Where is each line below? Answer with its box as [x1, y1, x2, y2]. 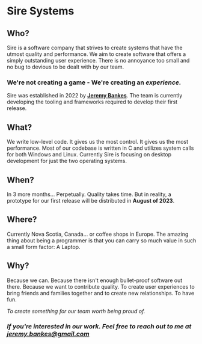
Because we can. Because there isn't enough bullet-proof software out [7, 277, 183, 284]
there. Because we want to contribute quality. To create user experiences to [7, 283, 195, 290]
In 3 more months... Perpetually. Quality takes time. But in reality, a [7, 191, 172, 198]
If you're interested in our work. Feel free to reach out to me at [7, 322, 192, 331]
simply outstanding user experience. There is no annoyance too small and [7, 57, 190, 64]
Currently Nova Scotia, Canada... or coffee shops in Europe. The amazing [7, 230, 189, 238]
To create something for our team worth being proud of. [7, 307, 145, 315]
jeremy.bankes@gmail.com [7, 330, 90, 338]
